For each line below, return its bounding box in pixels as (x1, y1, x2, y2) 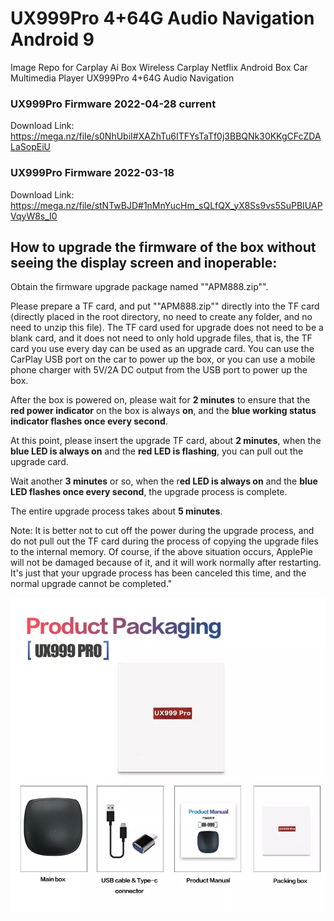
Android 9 (10, 28, 95, 51)
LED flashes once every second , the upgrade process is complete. (10, 486, 288, 498)
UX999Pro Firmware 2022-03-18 (10, 166, 175, 180)
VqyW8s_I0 (10, 210, 58, 222)
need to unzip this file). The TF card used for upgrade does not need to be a (10, 322, 324, 334)
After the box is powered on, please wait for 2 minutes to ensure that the (10, 394, 311, 406)
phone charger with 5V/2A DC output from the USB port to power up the (10, 364, 308, 376)
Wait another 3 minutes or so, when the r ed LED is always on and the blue (10, 475, 318, 487)
